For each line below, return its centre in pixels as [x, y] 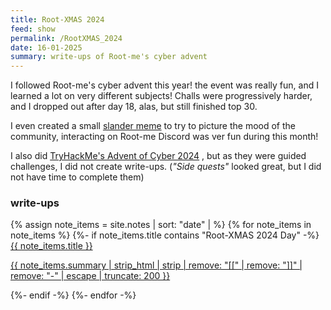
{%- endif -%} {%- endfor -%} [73, 295]
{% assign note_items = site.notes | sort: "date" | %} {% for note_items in [161, 225]
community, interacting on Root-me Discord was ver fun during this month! [164, 137]
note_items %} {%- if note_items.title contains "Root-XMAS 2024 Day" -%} [165, 235]
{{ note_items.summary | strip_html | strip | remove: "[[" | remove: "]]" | [156, 265]
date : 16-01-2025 [46, 47]
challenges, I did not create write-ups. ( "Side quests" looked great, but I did [166, 167]
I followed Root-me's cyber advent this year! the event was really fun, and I [164, 85]
